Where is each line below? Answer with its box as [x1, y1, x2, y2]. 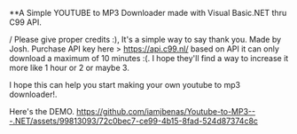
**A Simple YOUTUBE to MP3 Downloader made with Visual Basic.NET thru [9, 8, 287, 18]
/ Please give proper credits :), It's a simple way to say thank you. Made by [9, 35, 282, 44]
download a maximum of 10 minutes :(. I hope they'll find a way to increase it [9, 53, 289, 63]
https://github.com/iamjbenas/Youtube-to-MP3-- [76, 106, 255, 116]
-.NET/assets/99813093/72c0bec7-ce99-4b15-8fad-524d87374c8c [9, 115, 259, 126]
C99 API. [9, 17, 42, 28]
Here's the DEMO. [9, 106, 75, 116]
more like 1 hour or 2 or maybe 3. [9, 62, 130, 73]
